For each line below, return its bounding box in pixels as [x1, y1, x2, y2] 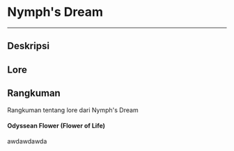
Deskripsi [7, 40, 50, 52]
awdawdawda [7, 136, 47, 145]
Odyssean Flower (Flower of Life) [7, 122, 106, 130]
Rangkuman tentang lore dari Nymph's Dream [7, 105, 139, 114]
